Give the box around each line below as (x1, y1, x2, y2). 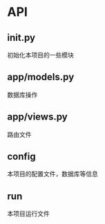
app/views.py (7, 111, 68, 123)
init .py (7, 32, 36, 44)
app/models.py (7, 71, 75, 83)
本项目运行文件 (7, 209, 50, 218)
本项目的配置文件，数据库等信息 (7, 170, 98, 178)
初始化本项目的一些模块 (7, 51, 74, 59)
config (7, 151, 36, 162)
